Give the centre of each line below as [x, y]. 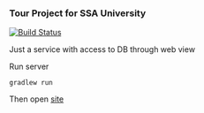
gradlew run [31, 83]
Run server [29, 67]
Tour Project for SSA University [78, 13]
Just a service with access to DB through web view [102, 49]
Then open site [37, 99]
